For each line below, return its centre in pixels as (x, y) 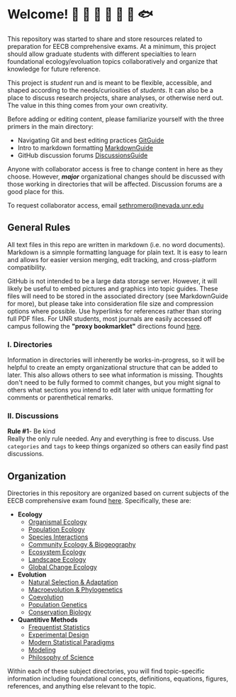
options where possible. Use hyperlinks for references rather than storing (114, 311)
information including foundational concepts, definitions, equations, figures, (118, 679)
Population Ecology (56, 530)
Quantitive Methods (47, 620)
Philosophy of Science (61, 657)
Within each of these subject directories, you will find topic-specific (106, 671)
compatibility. (27, 267)
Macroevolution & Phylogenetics (75, 590)
